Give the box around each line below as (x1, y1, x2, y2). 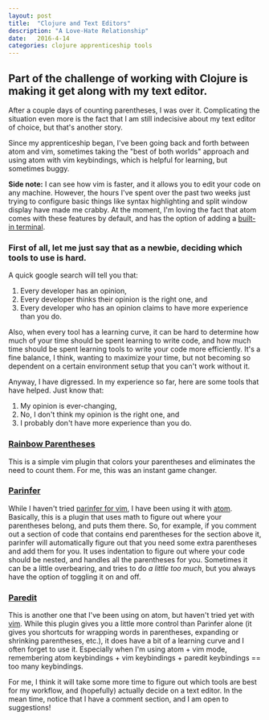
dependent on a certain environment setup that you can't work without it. (8, 361, 251, 371)
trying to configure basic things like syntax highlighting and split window (8, 196, 247, 206)
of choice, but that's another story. (8, 122, 123, 132)
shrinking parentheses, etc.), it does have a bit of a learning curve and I (8, 636, 245, 646)
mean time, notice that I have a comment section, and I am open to (8, 694, 229, 704)
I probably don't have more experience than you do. (19, 418, 192, 428)
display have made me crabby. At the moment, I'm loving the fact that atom (8, 204, 257, 214)
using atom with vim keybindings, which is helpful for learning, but (8, 154, 228, 165)
